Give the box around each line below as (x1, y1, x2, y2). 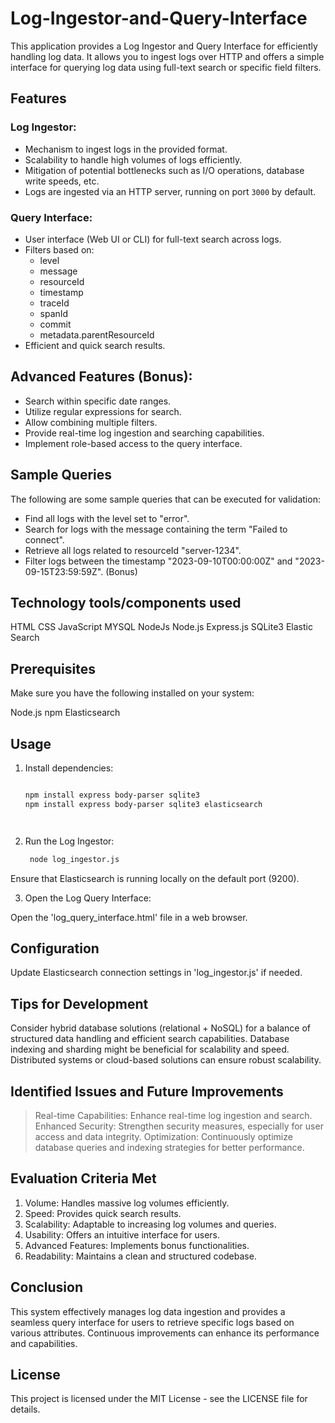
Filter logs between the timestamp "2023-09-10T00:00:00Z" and (24, 555, 293, 567)
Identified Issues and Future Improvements (10, 1083, 284, 1100)
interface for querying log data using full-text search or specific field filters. (10, 61, 322, 73)
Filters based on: (24, 243, 95, 256)
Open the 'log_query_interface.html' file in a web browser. (10, 911, 248, 923)
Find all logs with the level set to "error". (24, 512, 190, 524)
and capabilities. (10, 1337, 78, 1349)
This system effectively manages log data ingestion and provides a (10, 1305, 286, 1317)
